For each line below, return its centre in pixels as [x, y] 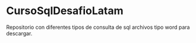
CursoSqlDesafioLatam [65, 11]
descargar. [19, 33]
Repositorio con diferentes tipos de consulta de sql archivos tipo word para [98, 27]
